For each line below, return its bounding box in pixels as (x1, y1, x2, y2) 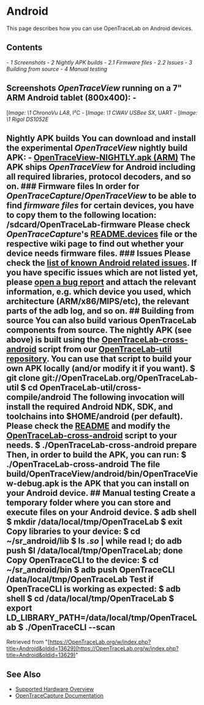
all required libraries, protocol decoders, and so (6, 171, 191, 182)
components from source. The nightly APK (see (6, 325, 192, 335)
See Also (6, 669, 41, 679)
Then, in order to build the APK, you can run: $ (6, 449, 187, 460)
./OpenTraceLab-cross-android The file (6, 459, 161, 469)
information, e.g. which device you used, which (6, 287, 192, 297)
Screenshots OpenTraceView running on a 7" (6, 83, 183, 93)
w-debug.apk (6, 478, 59, 488)
